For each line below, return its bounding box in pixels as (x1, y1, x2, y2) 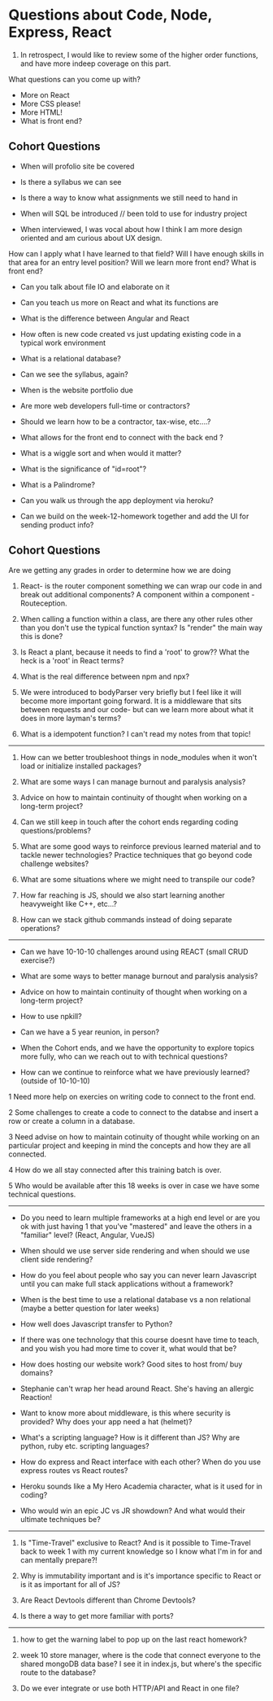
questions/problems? (19, 825, 92, 835)
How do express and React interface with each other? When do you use (19, 1457, 262, 1467)
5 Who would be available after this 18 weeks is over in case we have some (8, 1180, 260, 1190)
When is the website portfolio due (19, 385, 134, 395)
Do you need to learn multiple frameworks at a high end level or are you (19, 1213, 261, 1222)
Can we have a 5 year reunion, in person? (19, 1027, 160, 1037)
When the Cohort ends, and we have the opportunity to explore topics (19, 1043, 254, 1052)
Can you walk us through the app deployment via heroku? (19, 495, 214, 505)
